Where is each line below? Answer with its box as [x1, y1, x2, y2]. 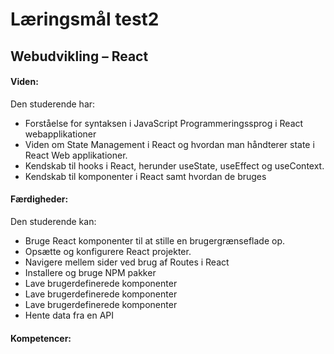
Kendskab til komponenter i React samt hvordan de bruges [24, 170, 267, 182]
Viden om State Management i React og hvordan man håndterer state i [24, 138, 315, 150]
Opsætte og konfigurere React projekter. [24, 245, 192, 257]
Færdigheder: [10, 193, 69, 205]
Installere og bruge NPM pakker [24, 266, 157, 278]
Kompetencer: [10, 332, 72, 344]
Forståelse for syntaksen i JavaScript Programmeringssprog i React [24, 117, 304, 129]
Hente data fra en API [24, 309, 115, 321]
